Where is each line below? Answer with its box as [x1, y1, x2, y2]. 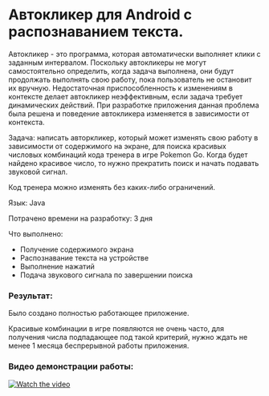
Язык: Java [8, 198, 46, 208]
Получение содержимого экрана [19, 244, 134, 254]
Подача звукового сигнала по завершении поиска [19, 270, 194, 280]
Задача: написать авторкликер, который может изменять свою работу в [8, 132, 259, 142]
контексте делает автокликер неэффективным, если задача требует [8, 91, 243, 101]
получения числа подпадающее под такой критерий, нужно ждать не [8, 333, 248, 342]
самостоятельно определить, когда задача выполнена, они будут [8, 66, 234, 75]
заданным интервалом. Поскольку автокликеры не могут [8, 58, 207, 67]
